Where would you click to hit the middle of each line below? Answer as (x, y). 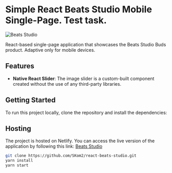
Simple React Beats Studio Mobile (79, 9)
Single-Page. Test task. (56, 20)
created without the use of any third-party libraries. (67, 84)
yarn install (19, 161)
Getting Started (31, 100)
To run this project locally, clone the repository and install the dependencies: (86, 112)
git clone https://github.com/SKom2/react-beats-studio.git (71, 156)
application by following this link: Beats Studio (54, 146)
